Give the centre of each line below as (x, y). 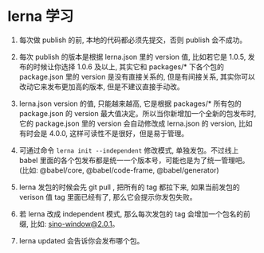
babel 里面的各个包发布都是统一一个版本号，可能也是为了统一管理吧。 (134, 160)
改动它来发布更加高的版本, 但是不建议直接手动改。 (101, 86)
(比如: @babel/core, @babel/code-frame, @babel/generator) (119, 170)
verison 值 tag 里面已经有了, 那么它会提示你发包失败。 (108, 197)
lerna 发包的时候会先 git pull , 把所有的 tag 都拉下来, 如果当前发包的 (129, 187)
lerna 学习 (41, 16)
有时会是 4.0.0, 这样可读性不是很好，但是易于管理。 (104, 133)
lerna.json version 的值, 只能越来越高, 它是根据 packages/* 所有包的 (130, 103)
